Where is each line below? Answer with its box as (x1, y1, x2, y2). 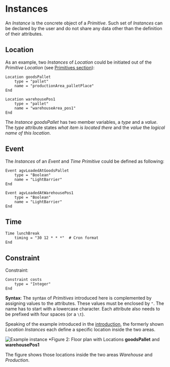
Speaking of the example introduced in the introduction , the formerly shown (5, 321, 164, 327)
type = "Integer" (14, 281, 51, 287)
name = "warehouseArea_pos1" (14, 106, 76, 111)
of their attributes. (5, 31, 43, 37)
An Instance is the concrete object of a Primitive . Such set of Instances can (5, 20, 163, 26)
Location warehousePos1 (5, 96, 56, 102)
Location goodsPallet (5, 74, 51, 80)
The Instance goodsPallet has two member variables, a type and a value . (5, 119, 158, 125)
